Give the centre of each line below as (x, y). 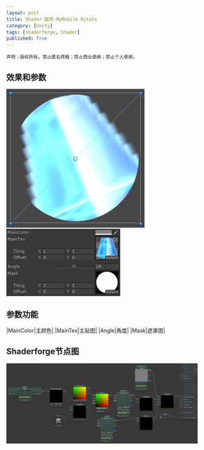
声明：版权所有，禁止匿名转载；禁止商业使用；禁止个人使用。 (72, 57)
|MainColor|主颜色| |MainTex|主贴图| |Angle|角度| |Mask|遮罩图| (86, 330)
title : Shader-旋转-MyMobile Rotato (52, 19)
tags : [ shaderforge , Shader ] (43, 32)
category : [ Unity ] (29, 26)
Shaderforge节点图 (43, 352)
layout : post (23, 13)
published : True (27, 39)
